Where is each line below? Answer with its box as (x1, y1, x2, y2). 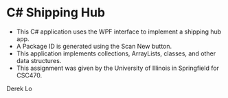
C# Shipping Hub (6, 5, 106, 21)
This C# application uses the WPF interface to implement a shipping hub (16, 27, 222, 36)
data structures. (16, 56, 62, 64)
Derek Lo (6, 84, 32, 93)
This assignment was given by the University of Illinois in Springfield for (16, 64, 219, 72)
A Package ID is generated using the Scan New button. (16, 42, 172, 50)
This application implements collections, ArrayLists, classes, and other (16, 49, 216, 58)
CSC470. (16, 71, 43, 79)
